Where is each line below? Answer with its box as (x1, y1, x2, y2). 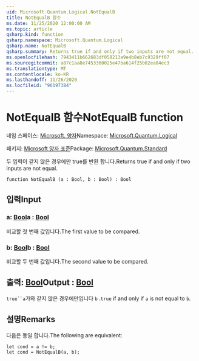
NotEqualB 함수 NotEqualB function (6, 111, 184, 125)
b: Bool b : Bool (6, 243, 50, 251)
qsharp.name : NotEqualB (6, 43, 67, 49)
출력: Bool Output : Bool (6, 278, 94, 288)
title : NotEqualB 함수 (6, 15, 61, 21)
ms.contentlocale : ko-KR (6, 71, 69, 77)
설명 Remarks (6, 314, 56, 324)
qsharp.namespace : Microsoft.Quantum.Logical (6, 37, 123, 43)
